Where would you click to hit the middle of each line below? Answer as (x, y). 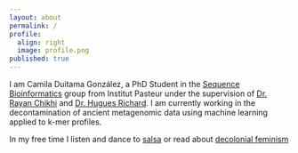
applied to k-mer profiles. (56, 122)
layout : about (36, 17)
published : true (39, 59)
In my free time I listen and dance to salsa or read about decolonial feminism (149, 139)
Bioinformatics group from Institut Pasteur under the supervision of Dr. (138, 93)
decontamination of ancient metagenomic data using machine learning (139, 113)
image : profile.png (53, 51)
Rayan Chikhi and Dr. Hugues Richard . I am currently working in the (133, 103)
